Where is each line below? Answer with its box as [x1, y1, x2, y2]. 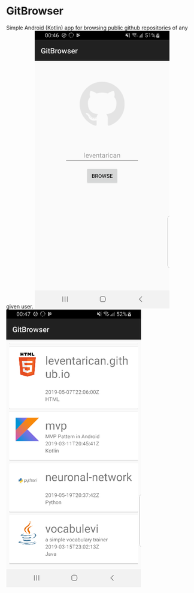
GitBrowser [6, 4, 64, 18]
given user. [6, 303, 34, 310]
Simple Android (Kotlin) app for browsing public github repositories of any [6, 24, 188, 31]
